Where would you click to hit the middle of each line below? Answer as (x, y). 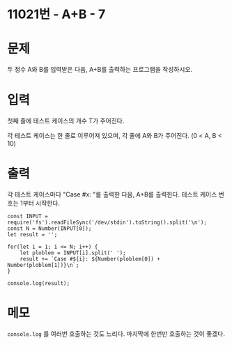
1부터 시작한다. (40, 203)
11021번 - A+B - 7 (56, 14)
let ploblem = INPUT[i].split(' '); (73, 253)
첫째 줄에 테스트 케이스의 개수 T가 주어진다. (66, 121)
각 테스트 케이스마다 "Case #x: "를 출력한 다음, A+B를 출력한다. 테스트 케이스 (112, 194)
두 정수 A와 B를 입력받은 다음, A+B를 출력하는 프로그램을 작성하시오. (100, 70)
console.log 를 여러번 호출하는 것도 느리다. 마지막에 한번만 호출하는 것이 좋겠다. (116, 333)
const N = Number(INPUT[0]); (49, 229)
